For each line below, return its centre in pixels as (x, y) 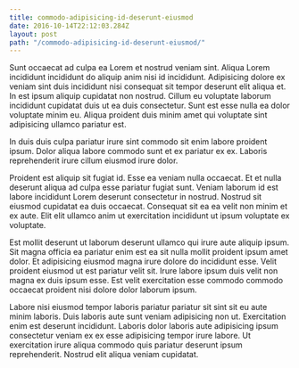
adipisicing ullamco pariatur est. (68, 125)
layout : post (33, 34)
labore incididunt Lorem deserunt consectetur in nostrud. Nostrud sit (135, 197)
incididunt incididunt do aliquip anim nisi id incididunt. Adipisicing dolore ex (147, 78)
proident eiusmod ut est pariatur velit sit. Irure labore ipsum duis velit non (144, 271)
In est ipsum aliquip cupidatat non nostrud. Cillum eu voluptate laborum (141, 96)
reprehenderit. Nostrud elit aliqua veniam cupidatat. (104, 355)
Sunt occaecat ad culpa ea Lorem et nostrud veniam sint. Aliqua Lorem (140, 68)
